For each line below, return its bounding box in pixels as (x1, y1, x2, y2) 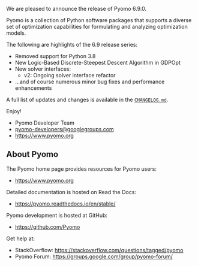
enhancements (14, 84, 52, 92)
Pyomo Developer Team (14, 119, 75, 126)
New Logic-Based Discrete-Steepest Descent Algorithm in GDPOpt (14, 59, 181, 66)
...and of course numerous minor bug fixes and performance (14, 78, 165, 85)
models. (6, 29, 26, 37)
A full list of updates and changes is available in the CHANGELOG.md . (6, 96, 169, 103)
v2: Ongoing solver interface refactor (23, 72, 116, 78)
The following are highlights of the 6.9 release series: (6, 41, 138, 48)
